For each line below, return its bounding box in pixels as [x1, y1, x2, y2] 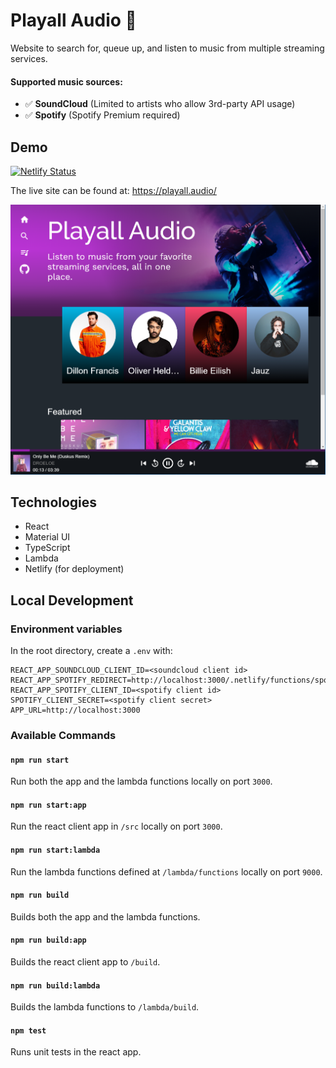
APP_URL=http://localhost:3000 [10, 705, 141, 716]
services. [10, 52, 48, 64]
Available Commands [10, 728, 117, 742]
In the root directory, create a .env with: [10, 645, 173, 657]
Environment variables [10, 622, 123, 636]
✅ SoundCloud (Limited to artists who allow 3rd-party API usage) [24, 98, 296, 110]
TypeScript [24, 542, 71, 554]
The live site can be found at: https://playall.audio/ [10, 184, 217, 196]
